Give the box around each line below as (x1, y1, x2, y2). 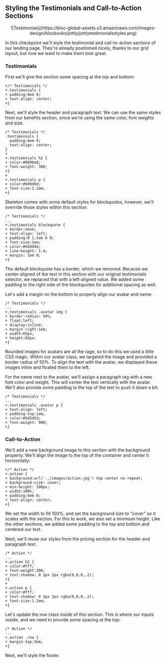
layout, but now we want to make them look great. (5, 50, 108, 56)
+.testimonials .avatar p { (5, 403, 63, 408)
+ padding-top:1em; (5, 411, 46, 417)
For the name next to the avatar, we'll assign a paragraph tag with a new (5, 374, 153, 380)
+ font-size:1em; (5, 240, 41, 245)
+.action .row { (5, 635, 39, 640)
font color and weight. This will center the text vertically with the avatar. (5, 379, 151, 386)
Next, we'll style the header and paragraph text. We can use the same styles (5, 110, 161, 115)
